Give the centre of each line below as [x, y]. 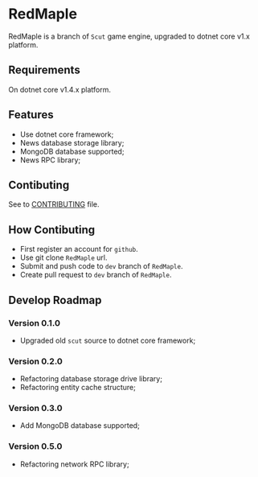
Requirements [44, 70]
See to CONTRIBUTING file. [54, 204]
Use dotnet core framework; [67, 134]
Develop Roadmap [55, 300]
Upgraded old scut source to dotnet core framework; [108, 340]
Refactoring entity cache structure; [78, 388]
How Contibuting [52, 230]
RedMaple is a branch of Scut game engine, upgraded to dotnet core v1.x [129, 36]
